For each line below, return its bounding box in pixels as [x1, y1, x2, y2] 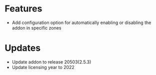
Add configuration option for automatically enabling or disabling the [11, 19, 151, 25]
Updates [4, 42, 41, 54]
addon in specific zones [11, 24, 61, 30]
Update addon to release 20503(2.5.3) [11, 58, 91, 65]
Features [4, 3, 42, 14]
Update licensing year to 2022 [11, 64, 74, 70]
